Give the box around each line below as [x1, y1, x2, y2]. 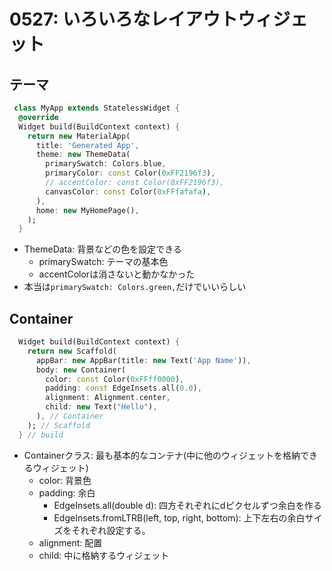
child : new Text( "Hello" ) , [45, 402, 158, 412]
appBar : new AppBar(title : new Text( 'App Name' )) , [35, 355, 252, 365]
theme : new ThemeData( [35, 150, 131, 160]
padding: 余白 [38, 486, 96, 499]
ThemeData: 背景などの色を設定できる [23, 243, 182, 255]
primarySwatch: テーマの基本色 [38, 256, 169, 268]
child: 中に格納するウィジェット [38, 549, 170, 561]
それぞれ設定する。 [71, 524, 151, 536]
